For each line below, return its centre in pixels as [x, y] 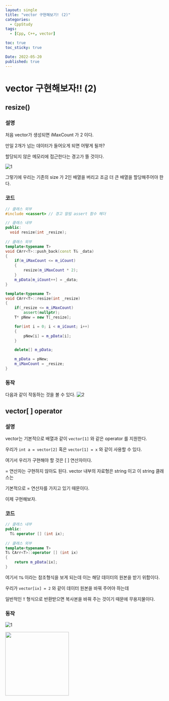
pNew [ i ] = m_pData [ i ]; [47, 336]
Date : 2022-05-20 [24, 57]
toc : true [16, 43]
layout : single [21, 10]
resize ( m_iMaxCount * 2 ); [51, 271]
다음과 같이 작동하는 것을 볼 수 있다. [40, 395]
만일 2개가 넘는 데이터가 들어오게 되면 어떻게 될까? [55, 146]
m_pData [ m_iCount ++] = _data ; [46, 280]
